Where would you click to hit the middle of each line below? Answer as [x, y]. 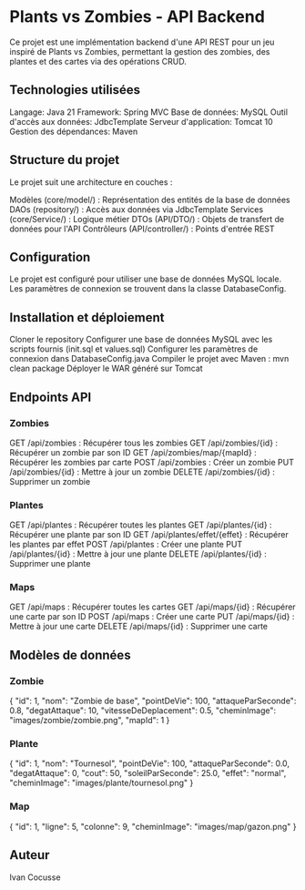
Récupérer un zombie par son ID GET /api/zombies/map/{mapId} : [133, 452]
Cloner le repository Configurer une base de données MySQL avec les [141, 340]
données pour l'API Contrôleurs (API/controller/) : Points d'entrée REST [142, 229]
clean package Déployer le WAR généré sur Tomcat [106, 368]
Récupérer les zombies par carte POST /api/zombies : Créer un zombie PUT [152, 462]
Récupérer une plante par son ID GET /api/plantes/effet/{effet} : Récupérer [149, 535]
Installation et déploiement [87, 317]
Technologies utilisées [75, 90]
